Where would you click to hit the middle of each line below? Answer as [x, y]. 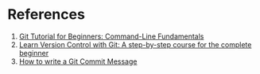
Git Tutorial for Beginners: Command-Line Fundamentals [111, 36]
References [46, 15]
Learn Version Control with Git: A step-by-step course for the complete [135, 44]
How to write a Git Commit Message [78, 61]
